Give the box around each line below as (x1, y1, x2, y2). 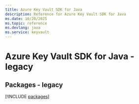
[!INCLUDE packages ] (5, 94, 50, 99)
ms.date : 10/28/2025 (5, 16, 48, 21)
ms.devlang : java (5, 25, 41, 30)
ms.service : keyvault (5, 30, 50, 35)
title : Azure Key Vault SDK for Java (5, 7, 83, 12)
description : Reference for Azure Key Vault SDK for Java (5, 12, 126, 17)
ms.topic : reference (5, 21, 48, 26)
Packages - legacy (5, 81, 63, 89)
